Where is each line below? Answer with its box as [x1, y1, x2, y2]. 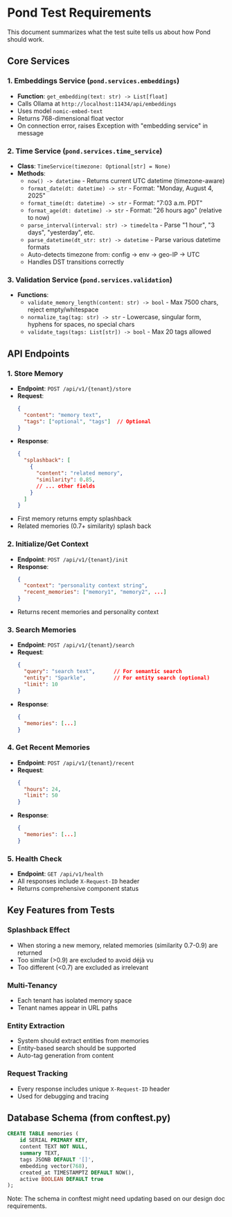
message [17, 128, 44, 137]
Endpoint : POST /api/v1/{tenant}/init [17, 555, 129, 563]
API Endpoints [7, 348, 70, 359]
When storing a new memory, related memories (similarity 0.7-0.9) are [17, 941, 218, 949]
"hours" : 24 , [24, 785, 62, 792]
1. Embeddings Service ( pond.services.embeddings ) [7, 76, 180, 86]
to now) [27, 213, 50, 221]
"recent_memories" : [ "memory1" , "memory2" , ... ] [24, 588, 167, 596]
